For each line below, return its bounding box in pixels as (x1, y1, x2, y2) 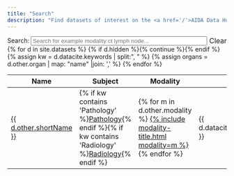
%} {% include (138, 114, 186, 124)
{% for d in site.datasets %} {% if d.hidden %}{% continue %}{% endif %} (7, 45, 221, 53)
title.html (138, 131, 167, 141)
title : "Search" (7, 10, 54, 17)
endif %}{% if (79, 122, 124, 132)
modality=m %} (138, 140, 189, 150)
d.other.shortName (10, 122, 73, 132)
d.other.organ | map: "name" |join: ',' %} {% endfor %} (7, 60, 162, 68)
